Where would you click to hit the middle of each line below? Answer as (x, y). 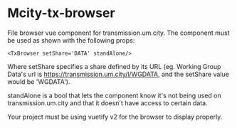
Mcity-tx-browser (61, 13)
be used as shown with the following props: (71, 40)
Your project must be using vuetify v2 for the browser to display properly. (115, 117)
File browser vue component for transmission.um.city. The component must (118, 33)
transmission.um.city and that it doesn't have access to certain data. (107, 103)
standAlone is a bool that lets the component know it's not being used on (115, 95)
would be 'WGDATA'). (39, 81)
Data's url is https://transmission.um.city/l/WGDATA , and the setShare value (118, 74)
